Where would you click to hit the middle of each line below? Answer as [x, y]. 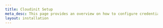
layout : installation [27, 18]
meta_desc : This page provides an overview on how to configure [71, 14]
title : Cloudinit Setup [29, 9]
